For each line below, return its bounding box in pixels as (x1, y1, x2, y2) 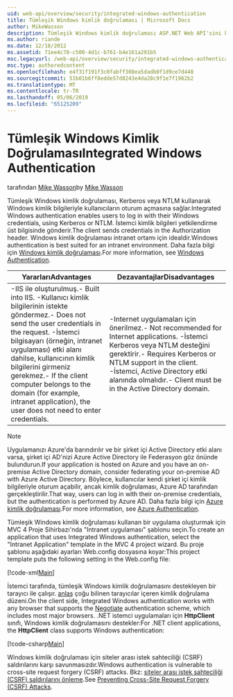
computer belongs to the (10, 379, 92, 389)
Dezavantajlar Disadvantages (116, 272, 215, 281)
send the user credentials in (10, 318, 102, 328)
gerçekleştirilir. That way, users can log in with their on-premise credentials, (7, 489, 222, 498)
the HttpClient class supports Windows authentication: (7, 626, 165, 634)
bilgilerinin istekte (10, 301, 68, 311)
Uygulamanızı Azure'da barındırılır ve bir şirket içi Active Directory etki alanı (7, 445, 222, 454)
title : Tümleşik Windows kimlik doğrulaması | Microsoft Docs (7, 17, 191, 24)
